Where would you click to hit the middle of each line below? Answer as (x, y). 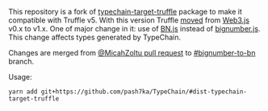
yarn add (23, 92)
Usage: (20, 77)
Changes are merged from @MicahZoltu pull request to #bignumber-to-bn (132, 53)
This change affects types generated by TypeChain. (95, 37)
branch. (21, 61)
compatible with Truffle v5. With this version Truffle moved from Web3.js (129, 20)
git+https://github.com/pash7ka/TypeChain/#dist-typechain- (144, 92)
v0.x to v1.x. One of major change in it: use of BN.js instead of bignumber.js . (134, 29)
